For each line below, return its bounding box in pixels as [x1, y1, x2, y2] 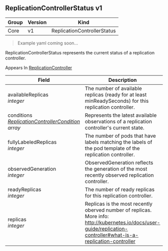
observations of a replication [84, 118, 152, 125]
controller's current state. [84, 124, 144, 131]
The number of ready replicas [84, 186, 155, 193]
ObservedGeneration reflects [84, 159, 153, 166]
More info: [84, 213, 109, 220]
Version [27, 18, 47, 25]
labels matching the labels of [84, 138, 152, 145]
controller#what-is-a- [84, 232, 139, 239]
